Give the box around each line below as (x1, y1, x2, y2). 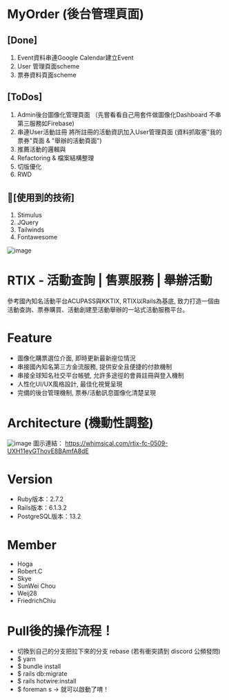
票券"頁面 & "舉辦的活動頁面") (17, 136, 102, 145)
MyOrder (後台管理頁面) (7, 6, 144, 22)
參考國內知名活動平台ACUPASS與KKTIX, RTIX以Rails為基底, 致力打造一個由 (7, 297, 220, 305)
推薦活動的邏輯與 (17, 145, 66, 153)
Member (7, 537, 57, 553)
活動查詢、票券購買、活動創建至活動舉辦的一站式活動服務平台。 (7, 305, 188, 313)
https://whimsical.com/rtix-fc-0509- (65, 439, 168, 448)
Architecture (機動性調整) (7, 415, 154, 431)
